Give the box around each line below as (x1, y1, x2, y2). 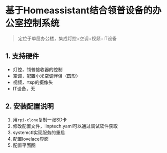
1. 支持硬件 (5, 52, 40, 60)
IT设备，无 (12, 85, 35, 92)
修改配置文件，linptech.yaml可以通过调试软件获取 (12, 123, 118, 129)
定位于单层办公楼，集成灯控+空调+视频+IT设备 (17, 35, 117, 41)
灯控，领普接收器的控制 (12, 66, 63, 72)
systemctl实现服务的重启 (12, 129, 65, 136)
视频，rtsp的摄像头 (12, 79, 53, 85)
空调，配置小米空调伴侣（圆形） (12, 73, 81, 79)
